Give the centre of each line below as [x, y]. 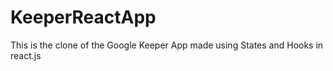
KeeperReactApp [83, 17]
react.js [26, 55]
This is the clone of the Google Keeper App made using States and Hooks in [167, 45]
